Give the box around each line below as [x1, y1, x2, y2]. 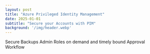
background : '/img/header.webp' [5, 26, 72, 30]
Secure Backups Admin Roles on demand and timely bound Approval [5, 39, 146, 45]
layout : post [5, 7, 32, 12]
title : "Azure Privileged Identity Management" [5, 12, 105, 17]
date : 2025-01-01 [5, 16, 41, 21]
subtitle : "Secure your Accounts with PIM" [5, 21, 96, 26]
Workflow [5, 44, 25, 50]
